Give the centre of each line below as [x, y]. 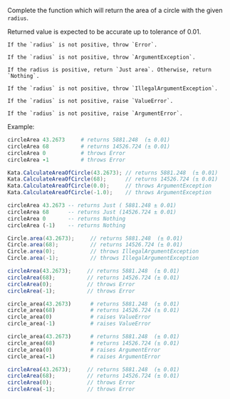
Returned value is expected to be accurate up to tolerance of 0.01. [104, 32]
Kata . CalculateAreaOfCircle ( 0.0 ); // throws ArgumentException [110, 186]
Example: [21, 127]
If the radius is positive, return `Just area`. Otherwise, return [110, 70]
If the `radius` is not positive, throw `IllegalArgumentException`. [113, 89]
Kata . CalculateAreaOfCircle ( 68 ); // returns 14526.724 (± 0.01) [113, 179]
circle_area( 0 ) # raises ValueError [79, 317]
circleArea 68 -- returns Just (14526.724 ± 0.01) [92, 212]
